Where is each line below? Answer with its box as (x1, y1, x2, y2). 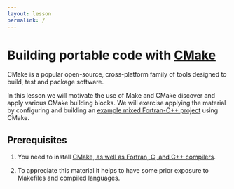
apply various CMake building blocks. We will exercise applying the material (7, 99, 226, 107)
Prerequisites (7, 134, 67, 146)
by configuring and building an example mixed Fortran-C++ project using (7, 106, 219, 115)
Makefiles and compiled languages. (17, 174, 121, 183)
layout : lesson (7, 10, 52, 18)
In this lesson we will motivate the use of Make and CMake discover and (7, 91, 216, 100)
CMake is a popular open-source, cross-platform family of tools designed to (7, 70, 227, 79)
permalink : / (7, 17, 46, 24)
